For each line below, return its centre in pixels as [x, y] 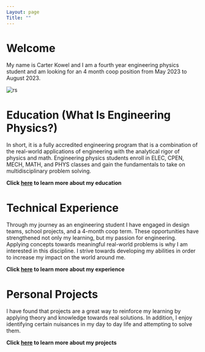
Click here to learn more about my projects [62, 343]
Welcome [31, 48]
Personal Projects [52, 294]
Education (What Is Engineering [89, 115]
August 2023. [24, 78]
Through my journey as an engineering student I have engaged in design [98, 225]
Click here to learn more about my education [64, 183]
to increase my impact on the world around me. [66, 257]
